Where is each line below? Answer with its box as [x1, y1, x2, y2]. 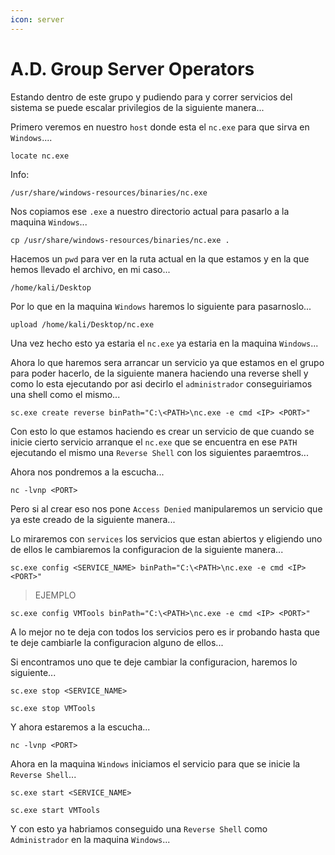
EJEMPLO [34, 589, 77, 601]
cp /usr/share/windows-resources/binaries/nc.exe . [10, 235, 230, 245]
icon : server [10, 14, 65, 25]
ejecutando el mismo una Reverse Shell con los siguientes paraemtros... [10, 446, 309, 458]
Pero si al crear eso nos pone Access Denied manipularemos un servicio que [10, 502, 323, 515]
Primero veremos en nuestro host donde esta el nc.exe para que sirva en [10, 121, 310, 133]
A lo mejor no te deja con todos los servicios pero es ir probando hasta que [10, 626, 320, 638]
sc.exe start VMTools [10, 805, 101, 815]
